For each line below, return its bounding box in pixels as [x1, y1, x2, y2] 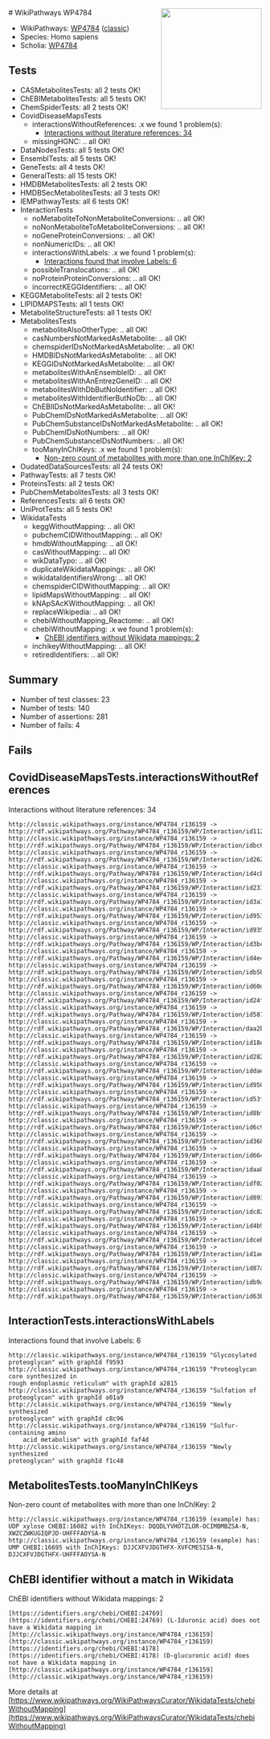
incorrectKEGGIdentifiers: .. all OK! [31, 282, 147, 291]
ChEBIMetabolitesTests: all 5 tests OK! [19, 93, 146, 103]
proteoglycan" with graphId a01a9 [8, 1393, 125, 1402]
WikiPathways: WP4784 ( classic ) [19, 23, 130, 33]
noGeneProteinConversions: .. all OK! [31, 230, 155, 240]
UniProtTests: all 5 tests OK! [19, 504, 112, 514]
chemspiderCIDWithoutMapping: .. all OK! [31, 581, 170, 591]
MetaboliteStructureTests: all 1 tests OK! [19, 308, 152, 317]
